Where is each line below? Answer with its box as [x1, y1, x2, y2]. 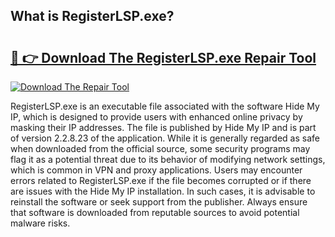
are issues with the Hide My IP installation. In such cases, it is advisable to [10, 185, 316, 197]
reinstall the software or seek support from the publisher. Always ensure [10, 196, 308, 208]
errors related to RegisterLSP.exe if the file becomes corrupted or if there [10, 175, 312, 186]
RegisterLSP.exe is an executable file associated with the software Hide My [10, 100, 320, 112]
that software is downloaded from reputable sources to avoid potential [10, 207, 300, 218]
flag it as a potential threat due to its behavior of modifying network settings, [10, 154, 326, 165]
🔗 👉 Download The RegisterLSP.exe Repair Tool [10, 49, 317, 66]
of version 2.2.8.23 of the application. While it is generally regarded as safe [10, 132, 320, 144]
